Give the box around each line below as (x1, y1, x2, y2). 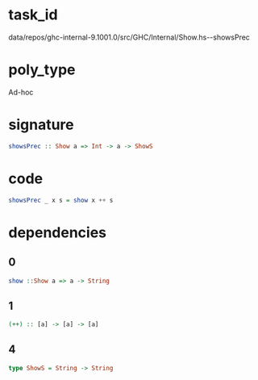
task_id (8, 6, 58, 24)
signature (8, 115, 74, 134)
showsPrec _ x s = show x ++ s (8, 196, 114, 204)
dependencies (8, 223, 107, 241)
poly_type (8, 61, 76, 79)
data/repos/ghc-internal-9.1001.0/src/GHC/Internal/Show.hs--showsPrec (8, 32, 250, 42)
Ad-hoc (8, 87, 34, 97)
